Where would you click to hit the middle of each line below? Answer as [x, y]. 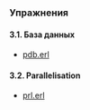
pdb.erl [36, 55]
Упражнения [39, 13]
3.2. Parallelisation [45, 75]
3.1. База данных [42, 35]
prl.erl [33, 95]
